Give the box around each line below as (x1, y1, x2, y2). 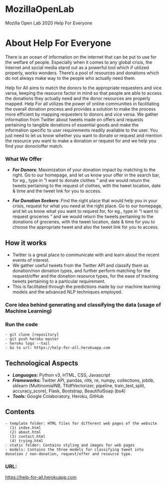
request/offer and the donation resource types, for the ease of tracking (12, 273, 159, 279)
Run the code (5, 321, 38, 327)
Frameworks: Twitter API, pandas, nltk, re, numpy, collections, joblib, (12, 377, 155, 383)
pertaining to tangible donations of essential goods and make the (5, 122, 139, 128)
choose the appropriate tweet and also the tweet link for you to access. (12, 224, 159, 230)
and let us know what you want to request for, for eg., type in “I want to (12, 208, 159, 214)
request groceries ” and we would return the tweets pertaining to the (12, 213, 154, 220)
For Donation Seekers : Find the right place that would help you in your (12, 198, 158, 204)
